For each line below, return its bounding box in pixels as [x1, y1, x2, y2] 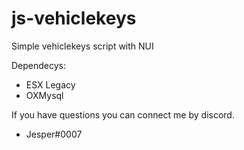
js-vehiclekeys [11, 7, 137, 30]
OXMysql [25, 89, 64, 101]
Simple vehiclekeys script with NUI [11, 40, 154, 52]
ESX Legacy [25, 78, 76, 91]
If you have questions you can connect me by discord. [11, 108, 235, 121]
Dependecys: [11, 59, 67, 71]
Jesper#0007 [25, 128, 83, 140]
